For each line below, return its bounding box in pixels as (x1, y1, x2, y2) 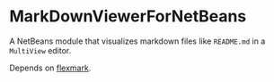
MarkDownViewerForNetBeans (9, 6, 247, 27)
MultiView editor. (9, 45, 72, 55)
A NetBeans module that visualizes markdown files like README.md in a (9, 36, 266, 46)
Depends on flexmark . (9, 62, 92, 73)
